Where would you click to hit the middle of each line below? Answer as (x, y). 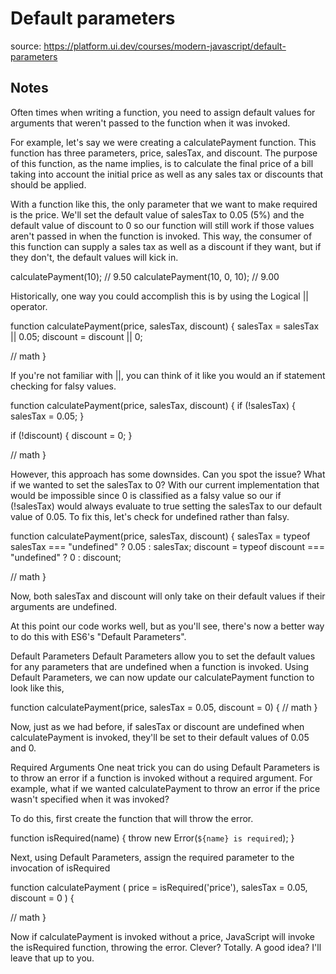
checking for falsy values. (63, 386)
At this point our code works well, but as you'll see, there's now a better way (167, 626)
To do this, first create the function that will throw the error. (132, 818)
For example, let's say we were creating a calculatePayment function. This (163, 142)
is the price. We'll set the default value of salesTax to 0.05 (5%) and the (157, 214)
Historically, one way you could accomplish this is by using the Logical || (159, 296)
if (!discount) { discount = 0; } (71, 435)
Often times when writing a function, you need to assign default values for (163, 112)
